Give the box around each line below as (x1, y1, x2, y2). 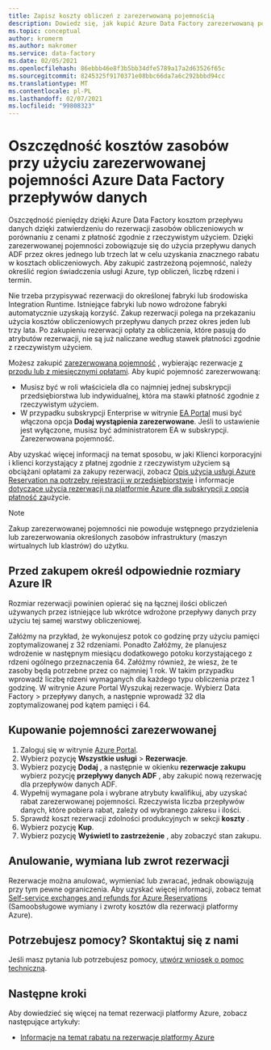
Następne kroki (8, 987, 87, 1001)
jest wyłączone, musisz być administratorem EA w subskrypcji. (19, 425, 229, 435)
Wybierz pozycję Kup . (19, 822, 94, 832)
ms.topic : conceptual (8, 27, 81, 35)
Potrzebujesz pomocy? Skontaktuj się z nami (8, 933, 240, 947)
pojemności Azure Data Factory (8, 171, 225, 190)
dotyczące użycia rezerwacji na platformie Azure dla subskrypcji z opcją (8, 484, 249, 494)
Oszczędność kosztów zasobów (8, 137, 229, 155)
